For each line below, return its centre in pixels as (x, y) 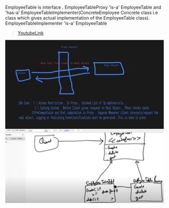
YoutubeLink (30, 33)
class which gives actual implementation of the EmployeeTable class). (77, 18)
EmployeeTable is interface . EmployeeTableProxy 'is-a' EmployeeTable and (83, 7)
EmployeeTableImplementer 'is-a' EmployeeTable (56, 23)
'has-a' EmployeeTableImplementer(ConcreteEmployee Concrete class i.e (82, 13)
